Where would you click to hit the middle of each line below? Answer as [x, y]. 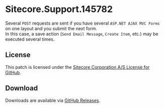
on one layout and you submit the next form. [51, 28]
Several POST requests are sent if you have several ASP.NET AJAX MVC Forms [82, 23]
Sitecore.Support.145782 [59, 9]
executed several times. [30, 39]
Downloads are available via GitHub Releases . [53, 100]
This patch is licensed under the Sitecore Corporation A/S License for [77, 67]
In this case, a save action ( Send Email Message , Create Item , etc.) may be [82, 34]
